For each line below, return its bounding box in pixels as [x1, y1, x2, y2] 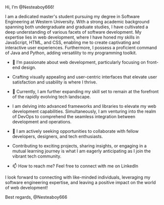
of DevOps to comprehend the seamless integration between [12, 114, 136, 119]
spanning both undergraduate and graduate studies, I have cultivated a [5, 24, 148, 30]
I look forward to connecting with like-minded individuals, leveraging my [5, 174, 151, 180]
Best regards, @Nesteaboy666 [5, 194, 68, 200]
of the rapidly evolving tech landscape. [12, 94, 91, 100]
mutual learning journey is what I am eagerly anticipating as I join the [12, 148, 151, 154]
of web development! [5, 185, 48, 190]
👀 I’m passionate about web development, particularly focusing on [12, 60, 146, 65]
